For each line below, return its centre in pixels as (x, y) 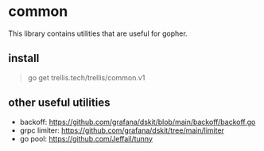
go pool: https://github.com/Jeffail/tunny (86, 138)
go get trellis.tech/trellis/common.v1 (86, 77)
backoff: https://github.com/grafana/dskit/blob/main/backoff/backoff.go (138, 122)
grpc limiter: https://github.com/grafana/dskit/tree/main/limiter (122, 130)
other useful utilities (59, 103)
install (24, 58)
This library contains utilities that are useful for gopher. (98, 33)
